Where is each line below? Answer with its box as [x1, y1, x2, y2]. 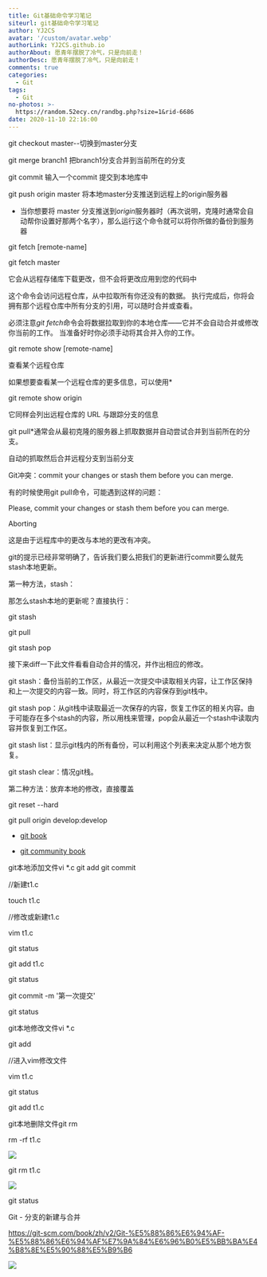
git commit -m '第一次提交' [8, 991, 96, 1000]
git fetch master [8, 257, 61, 267]
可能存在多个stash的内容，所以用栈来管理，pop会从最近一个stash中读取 [14, 713, 253, 723]
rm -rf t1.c [8, 1134, 41, 1145]
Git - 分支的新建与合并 [8, 1212, 81, 1221]
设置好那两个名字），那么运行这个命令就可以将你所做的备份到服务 [41, 216, 254, 226]
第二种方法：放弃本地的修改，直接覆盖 [8, 783, 134, 794]
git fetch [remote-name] [8, 242, 88, 251]
